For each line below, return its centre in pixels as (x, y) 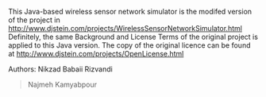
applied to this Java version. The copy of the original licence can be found (129, 45)
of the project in (35, 20)
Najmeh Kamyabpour (62, 84)
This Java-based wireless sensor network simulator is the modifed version (130, 12)
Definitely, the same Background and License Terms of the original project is (133, 37)
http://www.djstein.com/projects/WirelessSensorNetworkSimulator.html (125, 28)
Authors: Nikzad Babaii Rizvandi (60, 69)
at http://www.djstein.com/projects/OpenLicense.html (96, 54)
